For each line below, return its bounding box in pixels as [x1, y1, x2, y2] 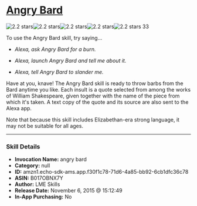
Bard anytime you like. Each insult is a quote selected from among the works [6, 86, 191, 93]
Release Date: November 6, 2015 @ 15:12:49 [14, 187, 123, 194]
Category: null [14, 162, 50, 169]
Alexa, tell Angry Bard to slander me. [14, 68, 104, 75]
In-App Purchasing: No [14, 193, 72, 200]
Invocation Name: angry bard [14, 156, 87, 163]
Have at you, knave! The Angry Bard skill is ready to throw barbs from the [6, 80, 184, 87]
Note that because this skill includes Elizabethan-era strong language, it [6, 116, 180, 123]
